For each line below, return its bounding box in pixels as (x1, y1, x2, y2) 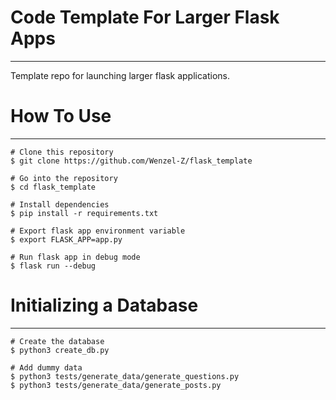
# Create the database (10, 336, 105, 346)
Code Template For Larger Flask (10, 6, 280, 29)
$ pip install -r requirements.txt (10, 208, 159, 218)
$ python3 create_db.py (10, 345, 110, 355)
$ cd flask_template (10, 182, 97, 192)
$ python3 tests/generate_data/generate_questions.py (10, 371, 240, 381)
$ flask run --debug (10, 261, 97, 271)
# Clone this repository (10, 147, 114, 157)
